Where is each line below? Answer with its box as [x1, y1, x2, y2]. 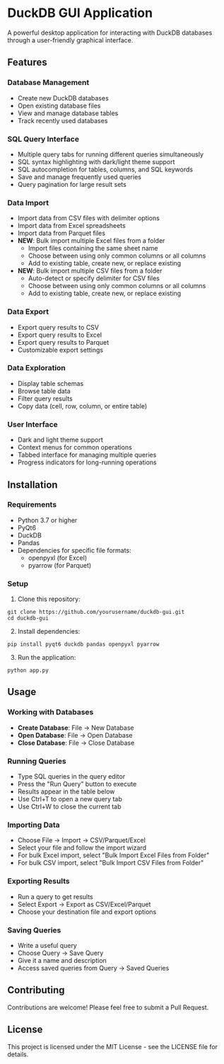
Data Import [7, 198, 49, 207]
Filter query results [17, 394, 73, 403]
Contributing [7, 984, 65, 996]
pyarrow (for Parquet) [28, 561, 92, 569]
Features [7, 57, 47, 69]
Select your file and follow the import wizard [17, 844, 147, 852]
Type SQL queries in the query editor [17, 772, 126, 781]
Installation [7, 479, 58, 491]
